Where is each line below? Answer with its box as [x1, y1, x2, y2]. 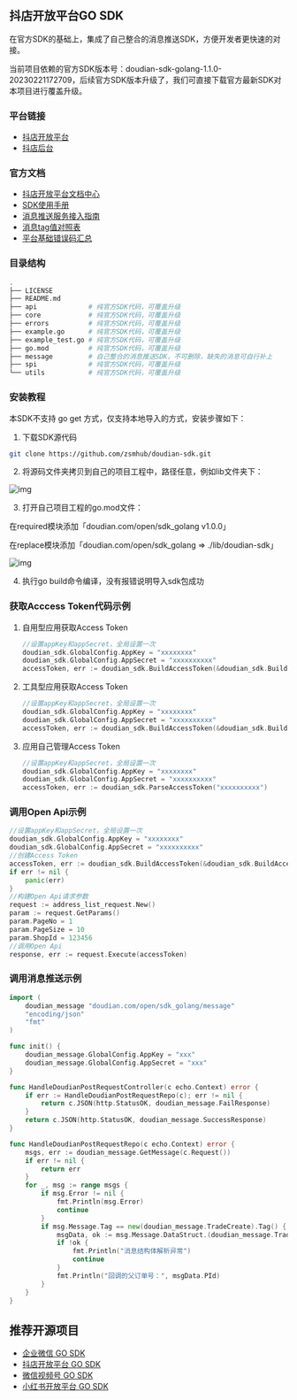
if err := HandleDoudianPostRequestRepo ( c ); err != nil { [25, 1091, 243, 1100]
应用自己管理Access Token [21, 741, 121, 751]
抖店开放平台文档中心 [21, 188, 100, 199]
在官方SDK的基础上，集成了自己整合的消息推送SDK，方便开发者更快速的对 [9, 34, 281, 44]
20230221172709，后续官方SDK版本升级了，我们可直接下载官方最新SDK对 [9, 74, 282, 85]
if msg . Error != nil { [41, 1189, 125, 1198]
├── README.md [9, 295, 62, 304]
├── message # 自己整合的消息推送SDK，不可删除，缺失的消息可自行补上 [9, 352, 273, 361]
